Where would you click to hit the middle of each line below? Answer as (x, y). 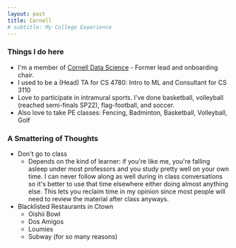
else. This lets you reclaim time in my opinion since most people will (127, 191)
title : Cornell (30, 21)
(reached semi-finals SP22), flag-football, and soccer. (96, 105)
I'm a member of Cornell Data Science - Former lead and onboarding (118, 67)
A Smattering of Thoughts (53, 138)
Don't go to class (42, 154)
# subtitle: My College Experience (60, 27)
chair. (25, 74)
